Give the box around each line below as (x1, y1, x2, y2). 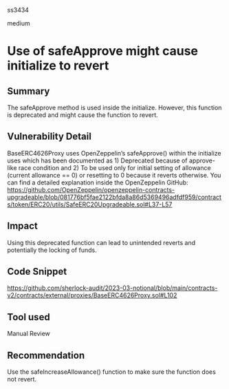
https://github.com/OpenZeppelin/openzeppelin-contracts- (7, 185, 175, 193)
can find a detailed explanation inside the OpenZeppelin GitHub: (7, 178, 188, 187)
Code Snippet (7, 266, 67, 277)
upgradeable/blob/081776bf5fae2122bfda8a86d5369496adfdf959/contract (7, 193, 222, 201)
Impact (7, 220, 38, 232)
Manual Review (7, 330, 50, 338)
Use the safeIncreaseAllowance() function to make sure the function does (7, 368, 217, 376)
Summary (7, 85, 50, 97)
